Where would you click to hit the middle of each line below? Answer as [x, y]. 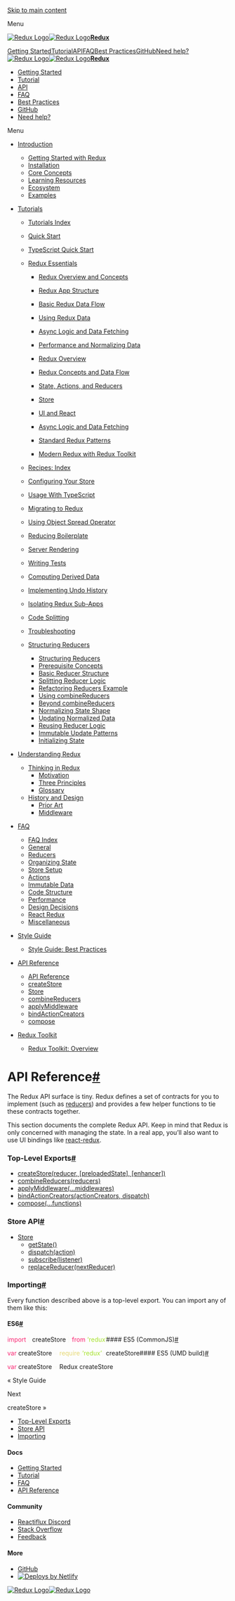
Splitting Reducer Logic [72, 681]
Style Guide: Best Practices [67, 949]
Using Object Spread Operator [72, 522]
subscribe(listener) [55, 1259]
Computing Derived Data [63, 577]
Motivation [54, 775]
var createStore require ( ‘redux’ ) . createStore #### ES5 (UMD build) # [108, 1354]
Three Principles [62, 783]
